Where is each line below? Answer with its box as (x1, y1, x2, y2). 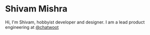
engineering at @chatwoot (5, 24, 59, 30)
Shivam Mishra (5, 3, 68, 14)
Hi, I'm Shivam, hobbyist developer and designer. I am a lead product (5, 19, 145, 25)
